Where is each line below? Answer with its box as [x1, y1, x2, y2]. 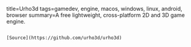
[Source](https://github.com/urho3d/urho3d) [6, 35, 122, 41]
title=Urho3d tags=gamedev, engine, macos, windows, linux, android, [6, 5, 182, 12]
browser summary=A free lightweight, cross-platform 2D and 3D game [6, 11, 185, 19]
